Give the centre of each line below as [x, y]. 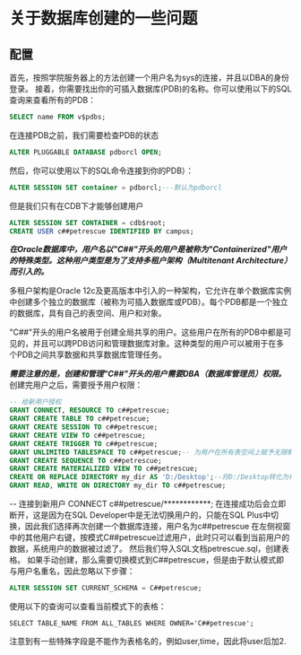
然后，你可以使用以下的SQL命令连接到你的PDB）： [102, 170]
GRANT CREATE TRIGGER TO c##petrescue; [84, 444]
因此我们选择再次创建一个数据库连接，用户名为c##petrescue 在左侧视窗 [158, 526]
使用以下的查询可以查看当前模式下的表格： [88, 606]
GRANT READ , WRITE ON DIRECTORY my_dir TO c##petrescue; [118, 485]
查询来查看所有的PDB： [53, 100]
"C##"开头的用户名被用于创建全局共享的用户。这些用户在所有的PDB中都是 [146, 332]
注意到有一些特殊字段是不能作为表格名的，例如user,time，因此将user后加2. [148, 641]
